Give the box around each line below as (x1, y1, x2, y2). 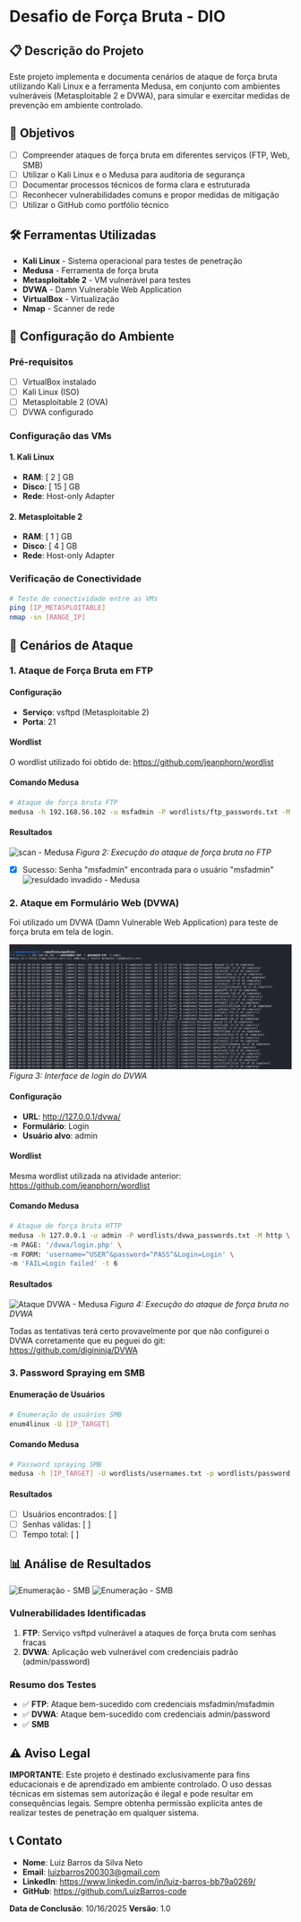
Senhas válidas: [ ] (21, 1519, 91, 1530)
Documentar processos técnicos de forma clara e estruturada (21, 179, 251, 190)
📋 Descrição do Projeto (9, 43, 144, 58)
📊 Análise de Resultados (9, 1556, 152, 1572)
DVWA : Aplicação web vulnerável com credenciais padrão (21, 1646, 239, 1657)
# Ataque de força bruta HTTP (9, 1221, 123, 1230)
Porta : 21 (21, 716, 56, 727)
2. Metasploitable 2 (9, 511, 83, 521)
